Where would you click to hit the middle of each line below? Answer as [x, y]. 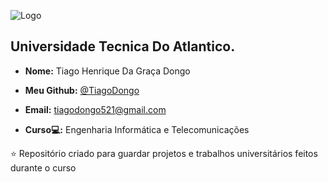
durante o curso [43, 167]
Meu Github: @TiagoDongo [82, 90]
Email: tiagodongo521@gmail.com [95, 109]
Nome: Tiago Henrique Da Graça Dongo [107, 71]
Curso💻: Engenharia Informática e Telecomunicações [137, 129]
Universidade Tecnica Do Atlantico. [123, 46]
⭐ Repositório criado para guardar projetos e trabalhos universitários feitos [164, 153]
